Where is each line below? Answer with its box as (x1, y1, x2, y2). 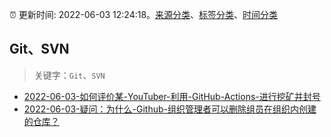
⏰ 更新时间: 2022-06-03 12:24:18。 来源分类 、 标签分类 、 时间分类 (9, 9, 279, 20)
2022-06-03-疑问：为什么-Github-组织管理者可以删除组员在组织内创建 (23, 103, 317, 115)
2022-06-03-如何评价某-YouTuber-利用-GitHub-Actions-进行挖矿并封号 (23, 90, 321, 102)
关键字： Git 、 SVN (33, 69, 106, 81)
